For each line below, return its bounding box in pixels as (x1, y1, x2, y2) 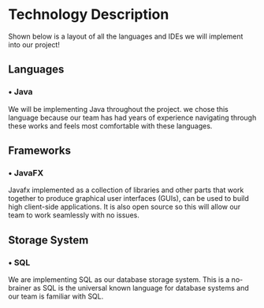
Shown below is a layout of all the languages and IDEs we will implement (8, 32, 244, 41)
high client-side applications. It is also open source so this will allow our (8, 202, 241, 212)
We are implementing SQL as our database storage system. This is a (8, 275, 230, 284)
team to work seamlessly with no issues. (8, 210, 139, 220)
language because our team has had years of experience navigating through (8, 113, 257, 122)
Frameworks (8, 144, 72, 158)
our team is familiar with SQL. (8, 291, 104, 301)
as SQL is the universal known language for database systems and (32, 284, 250, 292)
